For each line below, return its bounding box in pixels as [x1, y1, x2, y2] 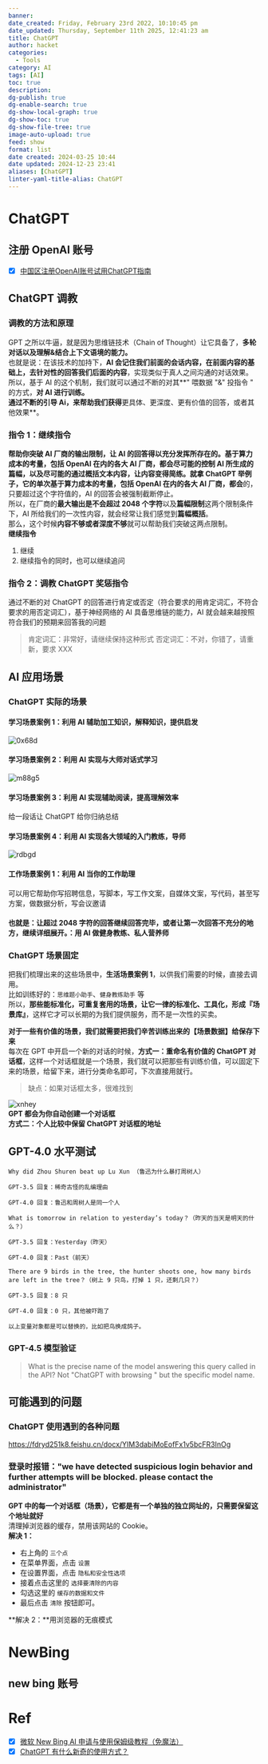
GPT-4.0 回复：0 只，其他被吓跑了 [8, 1308, 110, 1316]
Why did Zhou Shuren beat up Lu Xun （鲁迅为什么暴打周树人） [8, 1168, 205, 1176]
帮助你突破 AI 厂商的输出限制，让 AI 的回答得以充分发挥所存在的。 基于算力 [8, 448, 254, 458]
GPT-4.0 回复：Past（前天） [8, 1254, 93, 1262]
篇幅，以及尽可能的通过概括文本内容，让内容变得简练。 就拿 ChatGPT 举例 [8, 468, 252, 478]
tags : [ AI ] [8, 71, 45, 79]
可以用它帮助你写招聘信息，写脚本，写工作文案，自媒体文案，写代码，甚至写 [8, 888, 260, 898]
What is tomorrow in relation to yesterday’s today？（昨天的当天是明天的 [8, 1214, 249, 1223]
